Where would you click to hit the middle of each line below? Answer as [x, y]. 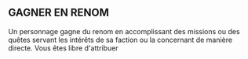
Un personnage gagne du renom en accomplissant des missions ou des [124, 31]
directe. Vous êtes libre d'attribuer [64, 48]
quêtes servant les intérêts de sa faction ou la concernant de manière [120, 40]
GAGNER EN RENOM [59, 13]
